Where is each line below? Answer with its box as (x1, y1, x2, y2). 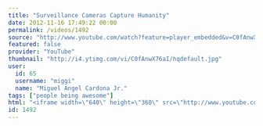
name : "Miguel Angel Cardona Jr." (15, 84, 128, 92)
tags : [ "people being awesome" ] (8, 92, 113, 99)
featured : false (8, 41, 61, 49)
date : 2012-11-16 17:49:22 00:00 (8, 19, 117, 27)
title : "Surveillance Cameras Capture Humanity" (8, 11, 170, 20)
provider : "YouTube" (8, 48, 76, 56)
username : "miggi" (15, 77, 76, 85)
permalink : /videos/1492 (8, 26, 89, 34)
